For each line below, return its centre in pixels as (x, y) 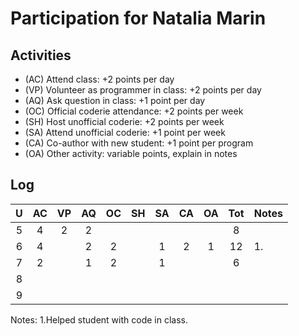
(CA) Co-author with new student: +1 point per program (139, 143)
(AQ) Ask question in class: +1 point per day (115, 100)
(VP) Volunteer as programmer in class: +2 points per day (143, 90)
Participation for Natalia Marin (138, 18)
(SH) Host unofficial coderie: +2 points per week (124, 121)
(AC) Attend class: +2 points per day (99, 79)
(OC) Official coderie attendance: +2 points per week (134, 111)
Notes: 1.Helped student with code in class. (99, 319)
